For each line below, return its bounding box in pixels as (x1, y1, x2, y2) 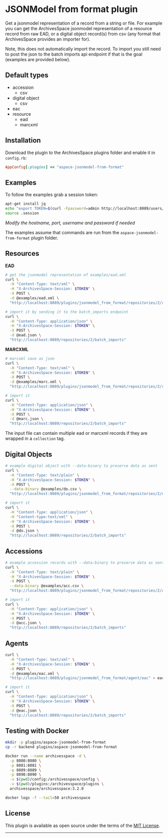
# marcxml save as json (5, 356, 55, 361)
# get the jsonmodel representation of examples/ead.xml (5, 272, 126, 277)
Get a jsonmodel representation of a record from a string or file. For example (5, 20, 162, 26)
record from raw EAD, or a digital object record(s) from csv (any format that (5, 31, 161, 37)
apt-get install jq (5, 202, 46, 207)
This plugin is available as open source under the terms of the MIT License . (5, 822, 160, 828)
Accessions (5, 547, 43, 555)
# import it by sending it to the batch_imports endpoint (5, 309, 128, 314)
